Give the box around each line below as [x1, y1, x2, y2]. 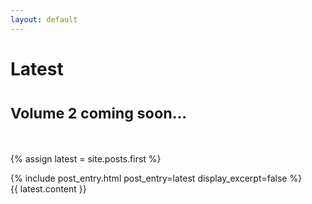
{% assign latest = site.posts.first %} [10, 152, 162, 165]
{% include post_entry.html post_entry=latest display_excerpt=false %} [10, 172, 303, 184]
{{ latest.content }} [10, 182, 87, 195]
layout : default [10, 14, 78, 25]
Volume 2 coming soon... [10, 104, 188, 123]
